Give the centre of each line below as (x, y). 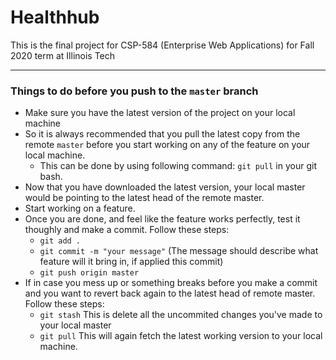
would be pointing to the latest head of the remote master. (144, 198)
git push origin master (89, 273)
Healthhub (55, 17)
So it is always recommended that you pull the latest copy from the (162, 134)
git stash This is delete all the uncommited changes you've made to (181, 315)
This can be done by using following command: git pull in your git (178, 166)
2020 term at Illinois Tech (63, 55)
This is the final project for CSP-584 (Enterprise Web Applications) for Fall (162, 45)
